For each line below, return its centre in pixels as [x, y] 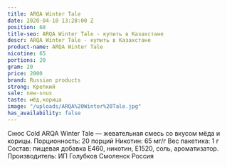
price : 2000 [25, 73]
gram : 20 [20, 67]
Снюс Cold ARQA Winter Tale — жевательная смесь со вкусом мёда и [114, 133]
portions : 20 [27, 60]
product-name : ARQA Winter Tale [55, 47]
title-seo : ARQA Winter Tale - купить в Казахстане [85, 34]
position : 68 [27, 27]
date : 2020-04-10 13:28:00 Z [51, 21]
